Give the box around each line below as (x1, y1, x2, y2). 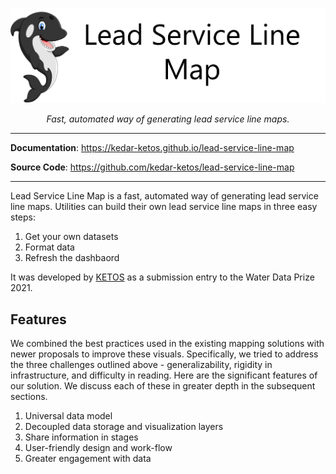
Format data (24, 241, 75, 253)
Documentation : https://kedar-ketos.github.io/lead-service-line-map (10, 142, 295, 154)
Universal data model (24, 410, 113, 422)
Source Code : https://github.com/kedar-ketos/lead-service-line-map (10, 161, 295, 173)
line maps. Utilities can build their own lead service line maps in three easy (10, 201, 318, 213)
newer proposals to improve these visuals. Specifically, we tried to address (10, 348, 319, 360)
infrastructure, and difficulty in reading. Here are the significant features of (10, 369, 318, 382)
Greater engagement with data (24, 453, 152, 465)
